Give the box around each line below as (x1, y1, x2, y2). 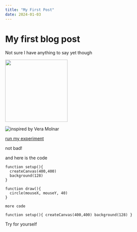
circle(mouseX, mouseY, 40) (9, 191, 68, 196)
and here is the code (5, 155, 48, 161)
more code (5, 204, 26, 209)
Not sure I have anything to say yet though (5, 50, 92, 56)
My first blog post (5, 33, 81, 45)
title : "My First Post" (5, 7, 55, 12)
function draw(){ (5, 186, 41, 192)
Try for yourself (5, 221, 37, 227)
